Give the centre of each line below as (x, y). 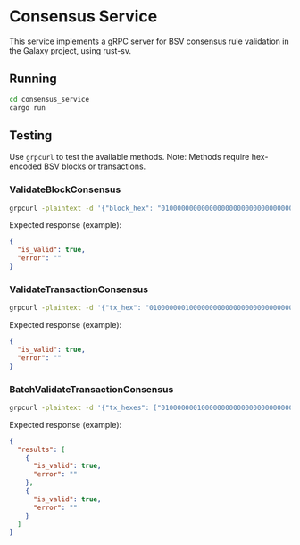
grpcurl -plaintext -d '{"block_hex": (81, 208)
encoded (26, 166)
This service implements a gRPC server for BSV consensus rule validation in (149, 41)
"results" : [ (42, 449)
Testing (31, 135)
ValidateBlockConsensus (65, 189)
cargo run (28, 108)
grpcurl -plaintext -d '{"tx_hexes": (79, 407)
